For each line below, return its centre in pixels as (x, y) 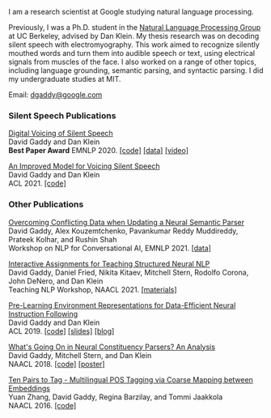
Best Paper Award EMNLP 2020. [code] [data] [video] (98, 151)
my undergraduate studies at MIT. (65, 79)
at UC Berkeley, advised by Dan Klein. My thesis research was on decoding (134, 36)
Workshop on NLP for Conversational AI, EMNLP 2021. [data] (110, 248)
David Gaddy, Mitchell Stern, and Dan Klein (80, 355)
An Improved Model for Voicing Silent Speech (84, 166)
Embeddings (30, 388)
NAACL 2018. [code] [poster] (57, 364)
